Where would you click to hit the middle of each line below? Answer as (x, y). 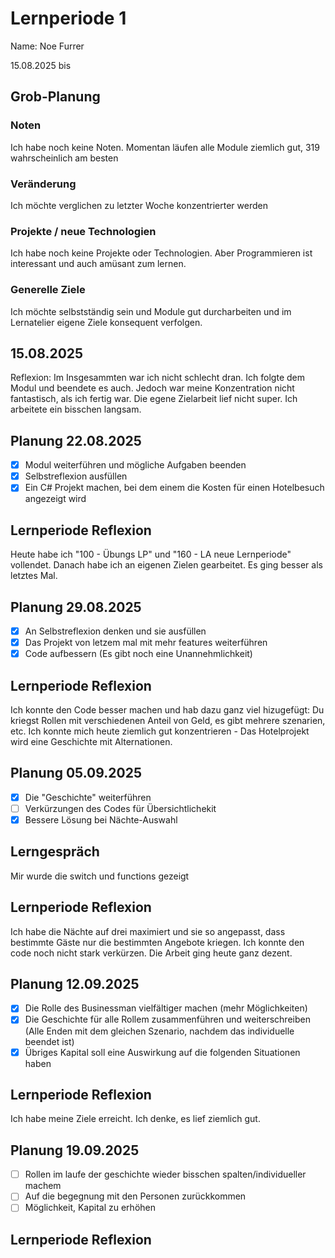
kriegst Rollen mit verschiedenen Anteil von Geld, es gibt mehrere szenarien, (168, 720)
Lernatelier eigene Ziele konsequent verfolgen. (106, 322)
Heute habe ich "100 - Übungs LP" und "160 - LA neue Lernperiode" (151, 554)
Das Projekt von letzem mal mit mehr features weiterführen (146, 643)
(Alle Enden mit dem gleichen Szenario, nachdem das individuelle (159, 1031)
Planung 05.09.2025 (76, 773)
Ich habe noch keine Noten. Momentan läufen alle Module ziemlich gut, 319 (165, 147)
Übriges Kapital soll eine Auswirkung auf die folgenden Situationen (162, 1052)
